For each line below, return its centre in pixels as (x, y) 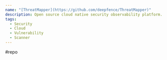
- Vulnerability (27, 33)
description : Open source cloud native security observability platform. (84, 14)
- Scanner (20, 38)
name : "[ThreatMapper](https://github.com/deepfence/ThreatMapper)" (78, 10)
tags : (11, 19)
